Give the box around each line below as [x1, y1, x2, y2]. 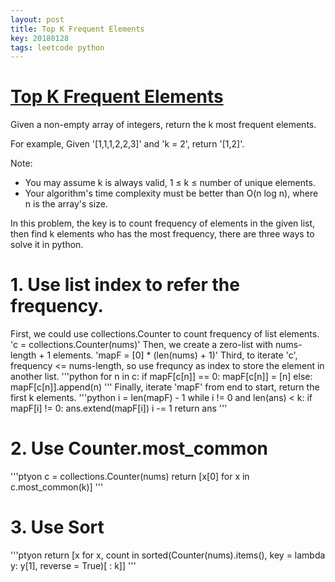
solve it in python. [10, 239, 84, 251]
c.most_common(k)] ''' [10, 481, 104, 493]
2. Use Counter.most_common [10, 437, 269, 460]
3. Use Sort [10, 516, 105, 539]
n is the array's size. [24, 198, 108, 210]
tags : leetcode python [10, 42, 105, 53]
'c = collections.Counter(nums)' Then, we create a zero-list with [10, 339, 274, 351]
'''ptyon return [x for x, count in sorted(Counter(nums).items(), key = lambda [10, 549, 326, 561]
